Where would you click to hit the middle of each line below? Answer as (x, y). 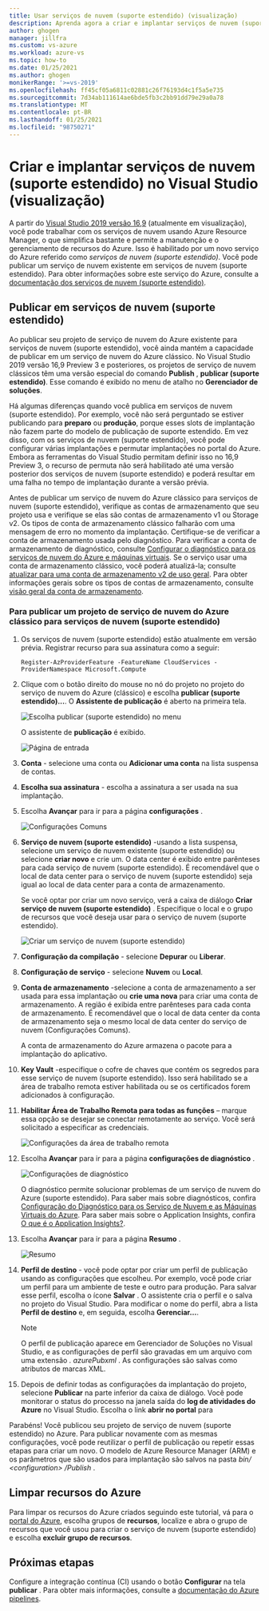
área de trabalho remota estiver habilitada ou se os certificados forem (135, 1086)
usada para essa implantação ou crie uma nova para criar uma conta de (139, 995)
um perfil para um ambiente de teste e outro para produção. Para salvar (138, 1286)
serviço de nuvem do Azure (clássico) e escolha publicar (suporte (130, 692)
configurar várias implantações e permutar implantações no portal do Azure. (135, 448)
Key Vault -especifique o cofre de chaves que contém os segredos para (140, 1069)
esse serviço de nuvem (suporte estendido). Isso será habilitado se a (134, 1078)
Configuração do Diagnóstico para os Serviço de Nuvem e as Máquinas (138, 1206)
